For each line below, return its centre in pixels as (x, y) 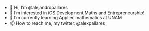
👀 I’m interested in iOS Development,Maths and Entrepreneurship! (77, 13)
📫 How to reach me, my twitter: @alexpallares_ (58, 23)
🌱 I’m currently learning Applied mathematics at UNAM (66, 18)
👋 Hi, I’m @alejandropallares (39, 8)
